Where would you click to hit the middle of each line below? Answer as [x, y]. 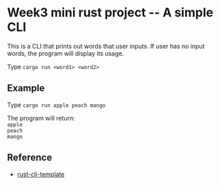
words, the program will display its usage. [66, 53]
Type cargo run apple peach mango [56, 105]
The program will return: [41, 118]
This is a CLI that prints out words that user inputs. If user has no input [106, 46]
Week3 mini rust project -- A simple [110, 13]
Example [26, 88]
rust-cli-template [41, 174]
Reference [30, 158]
